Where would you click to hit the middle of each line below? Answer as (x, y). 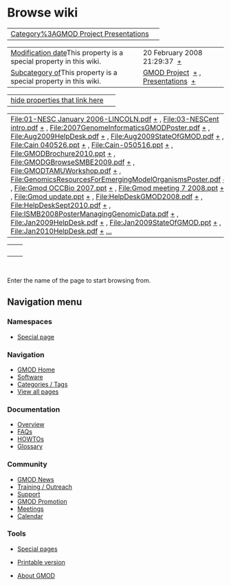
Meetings (30, 509)
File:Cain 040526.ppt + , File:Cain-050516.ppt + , (92, 145)
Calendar (30, 516)
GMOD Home (36, 370)
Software (30, 376)
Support (29, 494)
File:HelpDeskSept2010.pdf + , (61, 205)
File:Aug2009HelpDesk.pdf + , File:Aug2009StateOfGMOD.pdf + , (118, 136)
